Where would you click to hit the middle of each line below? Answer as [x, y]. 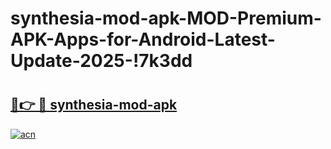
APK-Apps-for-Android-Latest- [143, 39]
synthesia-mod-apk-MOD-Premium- [166, 18]
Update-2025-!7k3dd [101, 61]
